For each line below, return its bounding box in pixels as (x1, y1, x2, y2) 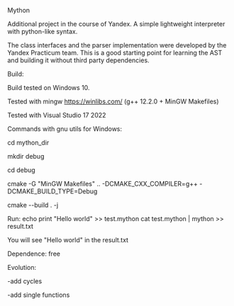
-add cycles (7, 277, 43, 285)
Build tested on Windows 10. (7, 84, 90, 91)
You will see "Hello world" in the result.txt (7, 236, 129, 244)
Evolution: (7, 263, 37, 271)
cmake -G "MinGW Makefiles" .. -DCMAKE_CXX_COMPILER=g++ (7, 180, 199, 188)
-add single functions (7, 290, 70, 299)
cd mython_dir (7, 138, 50, 147)
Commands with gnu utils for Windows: (7, 125, 123, 133)
